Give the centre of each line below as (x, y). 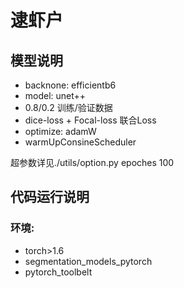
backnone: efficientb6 (70, 85)
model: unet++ (55, 95)
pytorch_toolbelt (58, 272)
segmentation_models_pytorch (88, 261)
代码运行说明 (50, 197)
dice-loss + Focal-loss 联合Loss (90, 120)
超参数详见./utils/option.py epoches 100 (92, 162)
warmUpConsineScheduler (80, 142)
